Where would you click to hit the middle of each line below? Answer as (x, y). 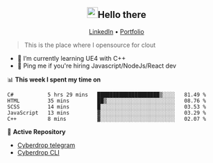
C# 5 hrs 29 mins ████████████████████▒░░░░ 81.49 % (107, 95)
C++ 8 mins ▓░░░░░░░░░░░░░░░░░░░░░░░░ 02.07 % (107, 119)
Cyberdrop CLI (39, 152)
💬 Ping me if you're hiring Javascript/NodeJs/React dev (97, 66)
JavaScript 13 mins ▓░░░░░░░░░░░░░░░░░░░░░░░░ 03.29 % (107, 113)
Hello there (122, 15)
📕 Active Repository (36, 131)
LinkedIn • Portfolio (117, 31)
